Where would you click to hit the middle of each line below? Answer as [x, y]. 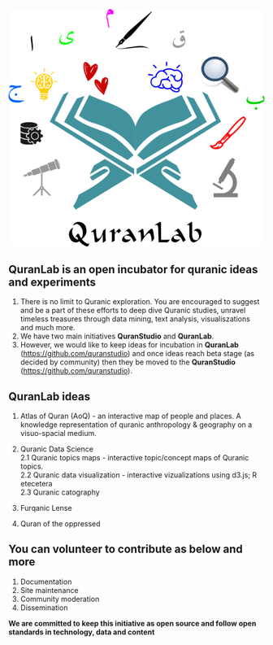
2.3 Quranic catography [60, 492]
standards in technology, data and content [82, 632]
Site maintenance [49, 590]
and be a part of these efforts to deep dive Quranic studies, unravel [133, 311]
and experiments [52, 282]
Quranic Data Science [56, 449]
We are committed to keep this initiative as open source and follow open [132, 623]
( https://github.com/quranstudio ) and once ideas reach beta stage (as [137, 354]
